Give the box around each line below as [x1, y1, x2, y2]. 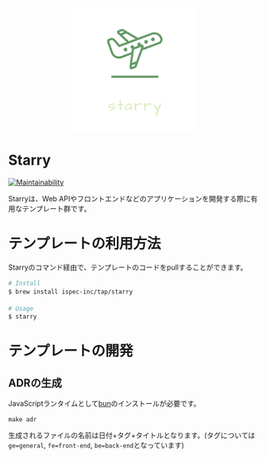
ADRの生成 [8, 376, 62, 390]
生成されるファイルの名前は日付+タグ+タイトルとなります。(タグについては [8, 431, 256, 441]
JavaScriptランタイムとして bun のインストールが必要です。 [8, 399, 201, 409]
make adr [8, 416, 37, 424]
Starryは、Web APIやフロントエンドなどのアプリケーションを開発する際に [8, 193, 252, 204]
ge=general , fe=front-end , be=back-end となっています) [8, 441, 185, 450]
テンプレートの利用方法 [8, 235, 161, 253]
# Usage [8, 305, 34, 312]
